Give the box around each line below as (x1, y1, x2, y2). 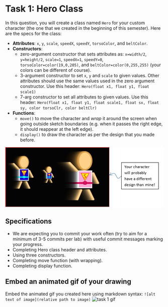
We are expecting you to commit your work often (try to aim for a (12, 230, 147, 236)
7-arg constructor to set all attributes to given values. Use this (20, 94, 148, 100)
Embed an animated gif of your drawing (5, 277, 132, 286)
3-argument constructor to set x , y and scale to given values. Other (20, 72, 159, 78)
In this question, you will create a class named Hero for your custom (5, 20, 145, 26)
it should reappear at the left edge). (20, 126, 94, 132)
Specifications (5, 217, 52, 226)
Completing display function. (12, 263, 72, 269)
